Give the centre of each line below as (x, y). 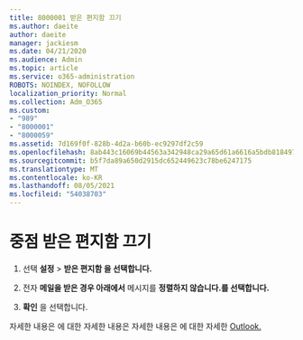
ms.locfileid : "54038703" (58, 194)
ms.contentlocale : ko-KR (56, 177)
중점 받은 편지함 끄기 (80, 242)
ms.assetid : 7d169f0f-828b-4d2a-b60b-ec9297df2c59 (106, 144)
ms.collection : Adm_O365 (56, 102)
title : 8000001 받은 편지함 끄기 (65, 18)
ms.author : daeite (44, 26)
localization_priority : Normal (68, 93)
